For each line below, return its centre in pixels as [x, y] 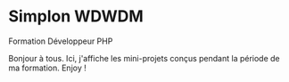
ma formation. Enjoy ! [47, 68]
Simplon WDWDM [76, 16]
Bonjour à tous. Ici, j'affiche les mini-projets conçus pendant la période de [144, 58]
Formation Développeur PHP [61, 41]
